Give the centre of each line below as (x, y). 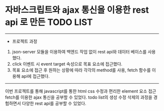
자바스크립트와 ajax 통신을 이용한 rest (77, 10)
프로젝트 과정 (25, 41)
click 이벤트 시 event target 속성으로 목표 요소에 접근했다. (67, 64)
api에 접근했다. (35, 76)
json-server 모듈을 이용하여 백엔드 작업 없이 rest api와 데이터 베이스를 (79, 51)
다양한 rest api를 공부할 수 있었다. (54, 103)
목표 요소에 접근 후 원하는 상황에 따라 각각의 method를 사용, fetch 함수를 (82, 70)
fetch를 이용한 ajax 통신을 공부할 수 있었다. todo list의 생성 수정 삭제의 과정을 (79, 97)
